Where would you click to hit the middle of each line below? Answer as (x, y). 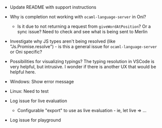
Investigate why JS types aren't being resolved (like (62, 41)
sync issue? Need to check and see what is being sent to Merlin (82, 32)
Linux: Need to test (29, 91)
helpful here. (23, 72)
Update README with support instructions (53, 7)
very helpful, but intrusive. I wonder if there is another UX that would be (83, 67)
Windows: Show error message (42, 82)
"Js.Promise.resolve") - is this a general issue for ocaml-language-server (83, 46)
